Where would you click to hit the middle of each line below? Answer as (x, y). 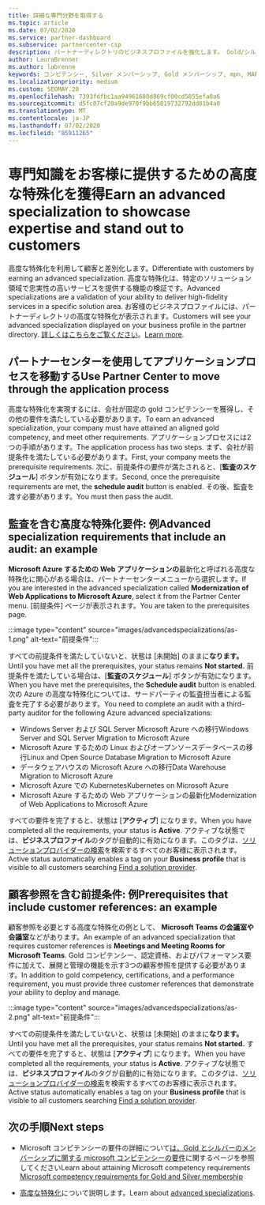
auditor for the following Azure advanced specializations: (120, 713)
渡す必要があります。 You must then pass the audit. (91, 497)
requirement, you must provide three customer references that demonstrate (131, 984)
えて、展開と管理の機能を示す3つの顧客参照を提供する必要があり (134, 965)
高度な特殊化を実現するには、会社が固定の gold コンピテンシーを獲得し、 (128, 409)
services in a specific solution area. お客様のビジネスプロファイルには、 (125, 306)
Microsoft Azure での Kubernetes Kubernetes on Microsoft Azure (124, 785)
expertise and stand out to (96, 228)
